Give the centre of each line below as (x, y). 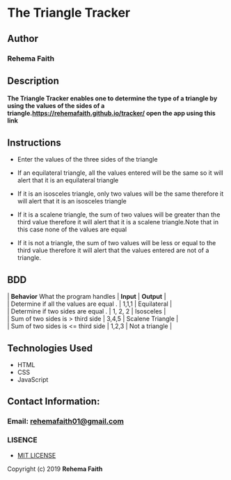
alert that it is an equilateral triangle (68, 180)
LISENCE (23, 440)
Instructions (34, 142)
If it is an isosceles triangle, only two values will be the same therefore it (120, 194)
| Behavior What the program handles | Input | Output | (87, 297)
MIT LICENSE (37, 455)
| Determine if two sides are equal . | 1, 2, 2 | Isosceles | (87, 311)
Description (33, 80)
